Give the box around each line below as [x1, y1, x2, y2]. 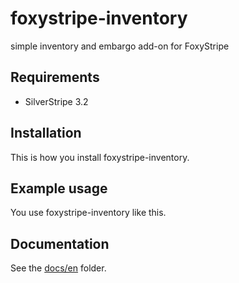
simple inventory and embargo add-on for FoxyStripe [10, 40, 230, 52]
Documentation [10, 235, 110, 252]
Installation [10, 125, 82, 142]
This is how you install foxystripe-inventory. [10, 151, 190, 163]
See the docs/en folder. [10, 262, 107, 274]
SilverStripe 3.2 [24, 95, 89, 107]
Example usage [10, 180, 108, 197]
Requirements [10, 69, 100, 86]
